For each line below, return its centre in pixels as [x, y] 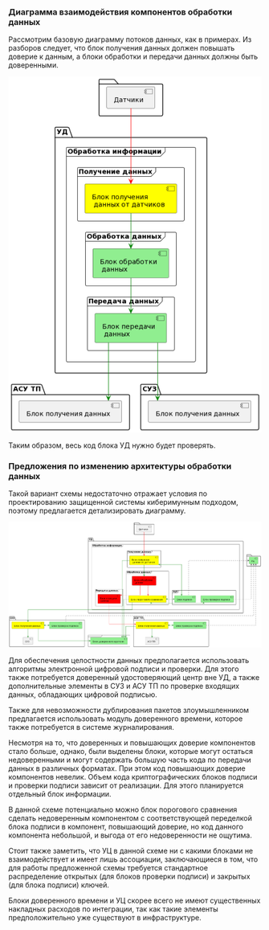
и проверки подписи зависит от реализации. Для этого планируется [126, 785]
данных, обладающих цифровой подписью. [83, 694]
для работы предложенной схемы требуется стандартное [108, 867]
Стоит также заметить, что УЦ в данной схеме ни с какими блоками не [131, 850]
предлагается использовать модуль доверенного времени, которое [126, 719]
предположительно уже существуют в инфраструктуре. [105, 917]
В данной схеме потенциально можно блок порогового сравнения [123, 809]
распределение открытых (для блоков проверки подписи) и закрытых [129, 876]
